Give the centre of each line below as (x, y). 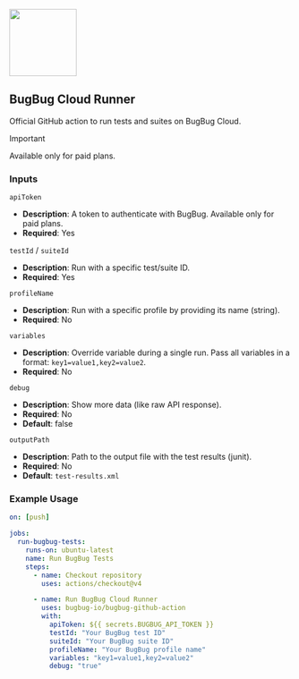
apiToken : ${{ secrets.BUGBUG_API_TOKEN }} (132, 625)
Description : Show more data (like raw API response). (122, 405)
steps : (38, 567)
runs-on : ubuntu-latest (70, 550)
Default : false (47, 424)
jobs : (19, 534)
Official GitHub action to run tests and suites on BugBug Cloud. (125, 121)
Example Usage (44, 499)
